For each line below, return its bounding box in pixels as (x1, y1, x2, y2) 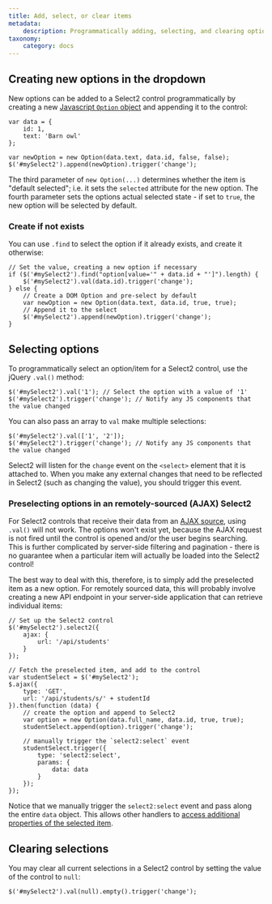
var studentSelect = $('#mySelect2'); (8, 674, 139, 682)
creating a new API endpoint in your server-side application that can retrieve (8, 593, 263, 602)
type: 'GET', (23, 688, 67, 696)
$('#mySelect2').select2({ (8, 623, 100, 632)
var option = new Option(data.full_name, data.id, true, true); (23, 716, 244, 724)
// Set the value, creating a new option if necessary (8, 263, 198, 272)
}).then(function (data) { (8, 702, 100, 710)
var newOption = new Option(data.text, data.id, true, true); (23, 299, 237, 307)
